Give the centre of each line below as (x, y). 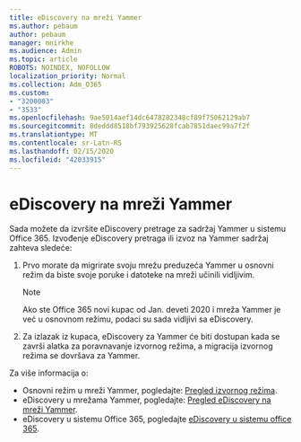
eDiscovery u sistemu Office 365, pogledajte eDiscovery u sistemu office (157, 420)
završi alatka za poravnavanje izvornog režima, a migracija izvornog (147, 346)
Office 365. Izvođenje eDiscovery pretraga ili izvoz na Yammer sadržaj (139, 238)
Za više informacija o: (49, 373)
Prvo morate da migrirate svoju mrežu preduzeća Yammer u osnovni (148, 265)
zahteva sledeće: (41, 248)
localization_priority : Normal (68, 76)
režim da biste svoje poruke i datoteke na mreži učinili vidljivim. (138, 275)
